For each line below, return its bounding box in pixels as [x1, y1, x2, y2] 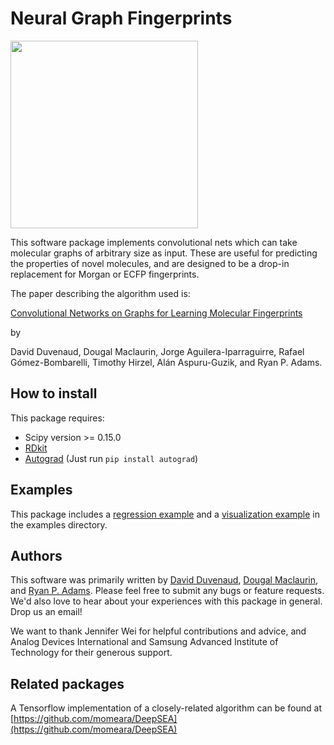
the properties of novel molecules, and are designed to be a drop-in [10, 257, 290, 269]
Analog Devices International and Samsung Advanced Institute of [10, 636, 279, 648]
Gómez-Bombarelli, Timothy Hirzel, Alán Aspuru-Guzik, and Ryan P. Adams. [10, 356, 323, 368]
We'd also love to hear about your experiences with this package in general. [10, 595, 323, 607]
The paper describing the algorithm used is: [10, 287, 191, 299]
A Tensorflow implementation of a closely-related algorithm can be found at [10, 702, 322, 714]
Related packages [10, 675, 125, 692]
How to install [10, 385, 98, 402]
